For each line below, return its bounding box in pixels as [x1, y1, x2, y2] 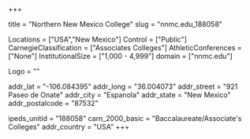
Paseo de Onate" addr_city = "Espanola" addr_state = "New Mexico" [8, 90, 231, 99]
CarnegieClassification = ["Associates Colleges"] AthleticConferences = [8, 43, 242, 52]
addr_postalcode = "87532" [8, 99, 99, 108]
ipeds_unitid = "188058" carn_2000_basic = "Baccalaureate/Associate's [8, 114, 242, 123]
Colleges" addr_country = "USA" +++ [8, 123, 130, 131]
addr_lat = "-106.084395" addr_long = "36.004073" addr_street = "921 [8, 82, 238, 91]
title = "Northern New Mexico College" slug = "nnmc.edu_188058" [8, 20, 223, 28]
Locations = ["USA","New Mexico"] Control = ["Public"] [8, 35, 188, 44]
